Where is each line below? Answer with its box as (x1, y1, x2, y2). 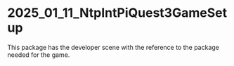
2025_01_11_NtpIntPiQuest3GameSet (7, 5, 227, 21)
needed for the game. (7, 51, 70, 59)
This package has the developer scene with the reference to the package (7, 43, 220, 51)
